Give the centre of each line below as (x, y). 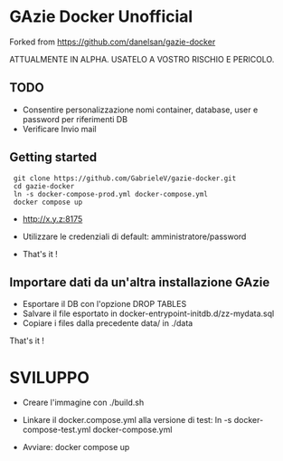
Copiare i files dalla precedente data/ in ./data (108, 323)
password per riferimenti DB (75, 119)
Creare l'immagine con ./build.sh (83, 403)
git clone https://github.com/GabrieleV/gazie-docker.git (125, 178)
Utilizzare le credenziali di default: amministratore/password (134, 236)
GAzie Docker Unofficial (101, 17)
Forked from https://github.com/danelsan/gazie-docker (113, 42)
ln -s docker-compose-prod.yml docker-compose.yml (110, 194)
